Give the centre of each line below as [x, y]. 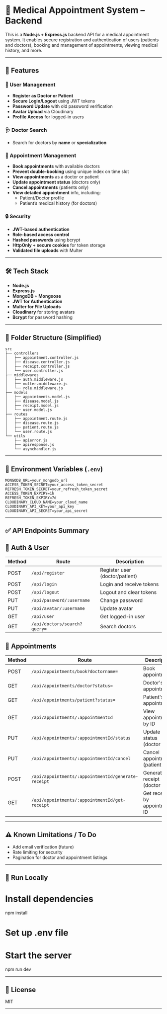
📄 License [21, 989]
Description [130, 562]
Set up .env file [37, 933]
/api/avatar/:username [58, 609]
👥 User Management [30, 85]
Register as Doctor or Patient [43, 95]
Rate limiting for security [38, 852]
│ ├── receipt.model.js [32, 406]
